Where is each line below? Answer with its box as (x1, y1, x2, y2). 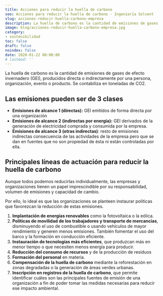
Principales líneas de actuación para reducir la (5, 158, 149, 166)
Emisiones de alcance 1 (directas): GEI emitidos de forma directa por (12, 108, 152, 113)
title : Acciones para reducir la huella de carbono (5, 7, 112, 12)
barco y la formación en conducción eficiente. (12, 233, 105, 239)
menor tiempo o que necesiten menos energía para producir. (12, 244, 135, 250)
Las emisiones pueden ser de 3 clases (5, 94, 123, 103)
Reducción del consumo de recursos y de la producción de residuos (12, 249, 152, 255)
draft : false (5, 43, 32, 48)
